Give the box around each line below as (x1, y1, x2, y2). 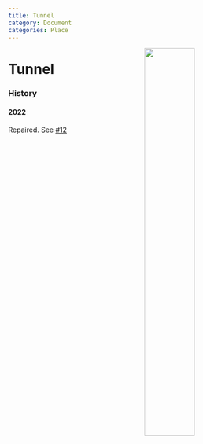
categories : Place (8, 26, 68, 34)
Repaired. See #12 (8, 125, 68, 134)
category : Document (8, 19, 72, 27)
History (8, 88, 38, 99)
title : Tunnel (8, 11, 55, 20)
